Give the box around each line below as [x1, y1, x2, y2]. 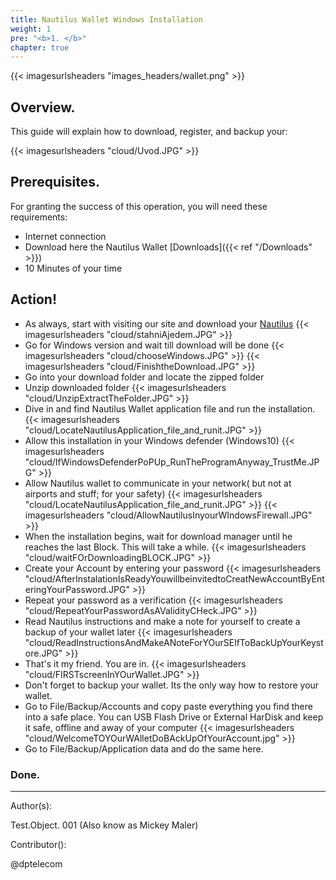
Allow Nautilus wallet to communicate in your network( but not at [24, 477, 292, 489]
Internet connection [24, 230, 107, 242]
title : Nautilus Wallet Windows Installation [10, 14, 203, 25]
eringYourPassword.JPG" [24, 583, 130, 595]
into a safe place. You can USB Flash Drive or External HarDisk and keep [24, 711, 324, 723]
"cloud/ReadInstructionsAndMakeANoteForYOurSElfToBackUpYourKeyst [24, 636, 324, 648]
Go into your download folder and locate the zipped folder [24, 371, 265, 383]
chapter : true [10, 42, 70, 53]
